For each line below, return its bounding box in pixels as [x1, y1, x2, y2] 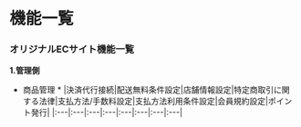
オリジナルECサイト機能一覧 [9, 43, 135, 55]
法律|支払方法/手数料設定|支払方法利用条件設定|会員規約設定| [38, 96, 269, 107]
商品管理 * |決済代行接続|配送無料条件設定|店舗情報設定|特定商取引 [22, 84, 275, 95]
